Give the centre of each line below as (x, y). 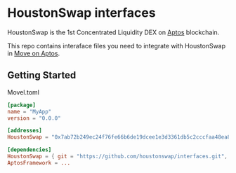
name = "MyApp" (29, 111)
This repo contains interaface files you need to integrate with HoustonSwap (117, 46)
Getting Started (42, 75)
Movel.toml (24, 92)
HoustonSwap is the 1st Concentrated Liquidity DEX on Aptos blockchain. (113, 32)
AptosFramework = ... (39, 162)
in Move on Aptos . (34, 53)
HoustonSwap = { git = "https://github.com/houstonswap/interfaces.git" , (118, 156)
